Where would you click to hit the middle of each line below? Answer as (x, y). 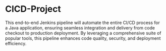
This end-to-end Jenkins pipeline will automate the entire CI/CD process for (83, 23)
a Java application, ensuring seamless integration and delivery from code (80, 27)
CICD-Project (33, 9)
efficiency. (16, 43)
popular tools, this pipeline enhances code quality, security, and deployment (83, 38)
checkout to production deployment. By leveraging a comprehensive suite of (83, 33)
